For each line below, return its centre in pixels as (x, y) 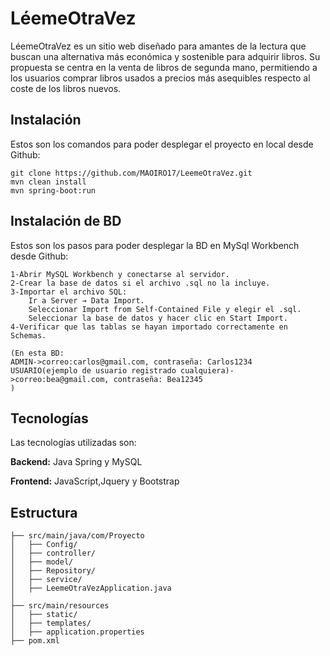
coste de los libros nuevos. (66, 88)
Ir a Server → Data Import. (86, 300)
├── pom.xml (35, 641)
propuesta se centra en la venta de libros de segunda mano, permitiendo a (164, 67)
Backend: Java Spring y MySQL (76, 462)
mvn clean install (48, 182)
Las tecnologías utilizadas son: (73, 443)
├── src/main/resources (60, 606)
